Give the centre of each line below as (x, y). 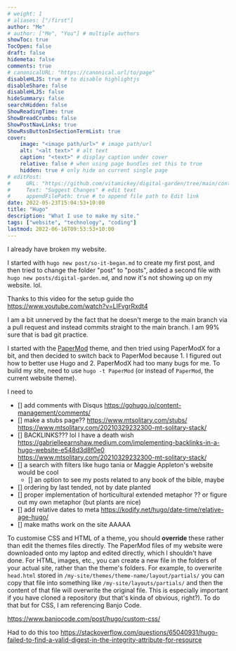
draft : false (26, 53)
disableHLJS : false (36, 92)
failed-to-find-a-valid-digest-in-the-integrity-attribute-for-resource (105, 640)
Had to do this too (33, 632)
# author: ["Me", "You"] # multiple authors (73, 33)
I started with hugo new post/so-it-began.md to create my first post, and (111, 262)
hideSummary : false (36, 99)
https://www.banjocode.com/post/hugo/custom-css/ (84, 619)
